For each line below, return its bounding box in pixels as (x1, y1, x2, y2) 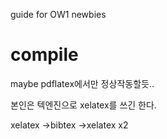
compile (10, 44, 79, 66)
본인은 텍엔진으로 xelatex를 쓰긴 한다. (10, 99, 157, 111)
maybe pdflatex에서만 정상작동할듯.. (10, 77, 155, 89)
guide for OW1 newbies (10, 9, 107, 20)
